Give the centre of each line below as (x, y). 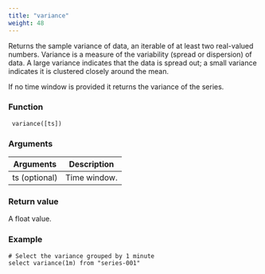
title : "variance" (39, 16)
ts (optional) (35, 178)
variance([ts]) (37, 123)
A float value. (30, 219)
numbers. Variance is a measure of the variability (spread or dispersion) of (130, 54)
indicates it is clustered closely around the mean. (89, 71)
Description (92, 164)
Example (25, 240)
